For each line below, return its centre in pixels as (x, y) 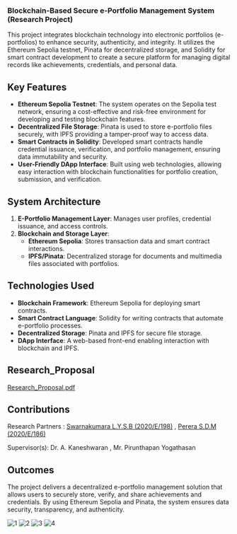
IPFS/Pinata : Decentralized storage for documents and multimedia (125, 256)
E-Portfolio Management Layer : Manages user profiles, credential (114, 219)
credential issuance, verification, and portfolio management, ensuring (119, 149)
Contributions (39, 409)
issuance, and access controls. (63, 226)
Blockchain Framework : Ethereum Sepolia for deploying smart (109, 303)
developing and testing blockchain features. (81, 120)
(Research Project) (40, 19)
